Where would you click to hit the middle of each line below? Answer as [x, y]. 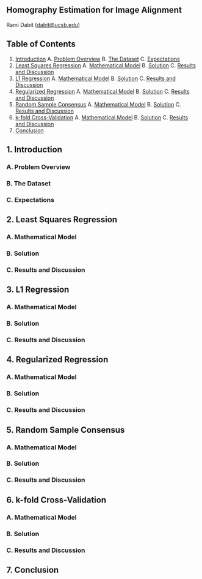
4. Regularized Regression [57, 360]
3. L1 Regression [38, 290]
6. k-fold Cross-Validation [56, 500]
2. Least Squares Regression [62, 220]
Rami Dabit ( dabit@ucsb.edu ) [43, 24]
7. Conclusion [33, 570]
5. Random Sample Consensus [66, 430]
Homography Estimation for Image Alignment [94, 10]
